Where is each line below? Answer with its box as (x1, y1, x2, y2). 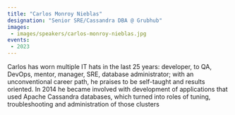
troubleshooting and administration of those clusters (7, 100, 160, 108)
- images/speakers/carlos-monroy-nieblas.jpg (10, 30, 147, 37)
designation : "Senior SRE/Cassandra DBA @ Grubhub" (7, 17, 162, 24)
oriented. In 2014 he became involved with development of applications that (7, 85, 228, 93)
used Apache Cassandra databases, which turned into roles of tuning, (7, 92, 211, 101)
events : (7, 37, 30, 44)
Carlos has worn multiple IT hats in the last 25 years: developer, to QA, (7, 63, 212, 71)
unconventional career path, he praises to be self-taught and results (7, 78, 205, 85)
